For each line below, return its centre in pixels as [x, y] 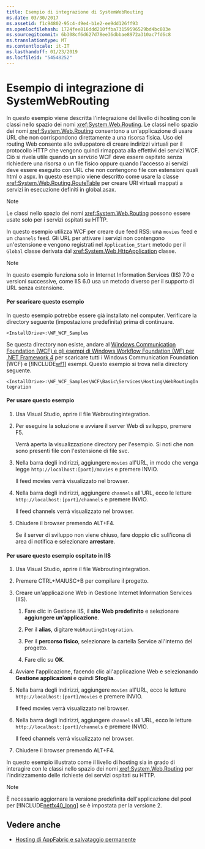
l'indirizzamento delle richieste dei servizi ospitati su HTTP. [81, 776]
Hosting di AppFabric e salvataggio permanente [76, 839]
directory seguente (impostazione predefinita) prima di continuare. [90, 321]
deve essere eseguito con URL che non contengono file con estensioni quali [102, 170]
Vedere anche [34, 825]
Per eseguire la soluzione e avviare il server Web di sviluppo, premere [103, 425]
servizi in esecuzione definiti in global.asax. [61, 189]
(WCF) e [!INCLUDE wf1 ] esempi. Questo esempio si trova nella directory [97, 364]
